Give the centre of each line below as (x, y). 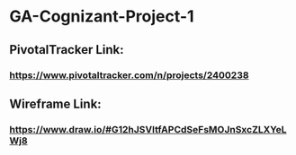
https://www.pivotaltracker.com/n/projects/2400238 (129, 75)
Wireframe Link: (55, 103)
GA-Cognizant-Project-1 (102, 17)
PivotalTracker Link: (67, 50)
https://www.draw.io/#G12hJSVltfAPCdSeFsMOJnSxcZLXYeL (148, 129)
